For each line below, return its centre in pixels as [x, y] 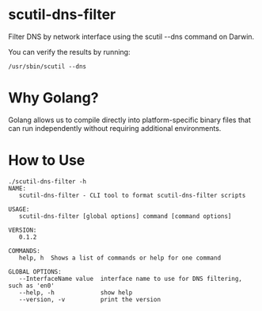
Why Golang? [53, 98]
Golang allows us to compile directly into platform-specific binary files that [129, 120]
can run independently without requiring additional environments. [115, 128]
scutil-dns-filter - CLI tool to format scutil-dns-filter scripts [132, 195]
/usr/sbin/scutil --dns [47, 66]
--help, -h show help [76, 292]
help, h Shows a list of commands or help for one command [120, 258]
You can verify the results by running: [69, 52]
